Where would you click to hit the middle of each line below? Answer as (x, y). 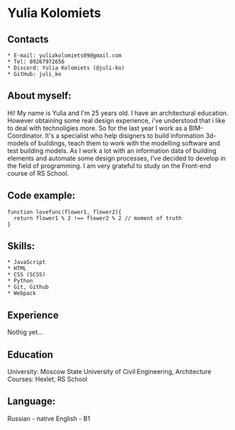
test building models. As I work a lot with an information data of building (112, 150)
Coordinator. (25, 136)
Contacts (28, 39)
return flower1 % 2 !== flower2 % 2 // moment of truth (98, 218)
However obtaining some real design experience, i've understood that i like (116, 120)
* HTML (17, 269)
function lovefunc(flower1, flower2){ (64, 212)
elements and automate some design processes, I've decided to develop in (117, 158)
